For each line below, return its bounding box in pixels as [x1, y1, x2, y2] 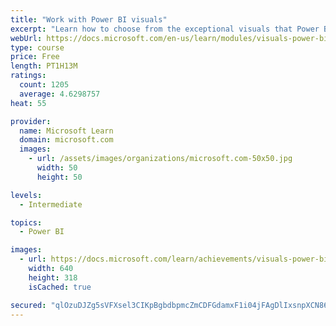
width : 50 [36, 163, 78, 173]
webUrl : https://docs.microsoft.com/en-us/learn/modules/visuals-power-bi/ [10, 33, 333, 43]
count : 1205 [19, 80, 70, 90]
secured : [10, 300, 47, 310]
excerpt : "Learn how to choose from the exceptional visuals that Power [10, 24, 320, 34]
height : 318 [28, 272, 78, 283]
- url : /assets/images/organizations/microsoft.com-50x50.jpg [28, 154, 293, 164]
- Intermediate [19, 199, 83, 210]
